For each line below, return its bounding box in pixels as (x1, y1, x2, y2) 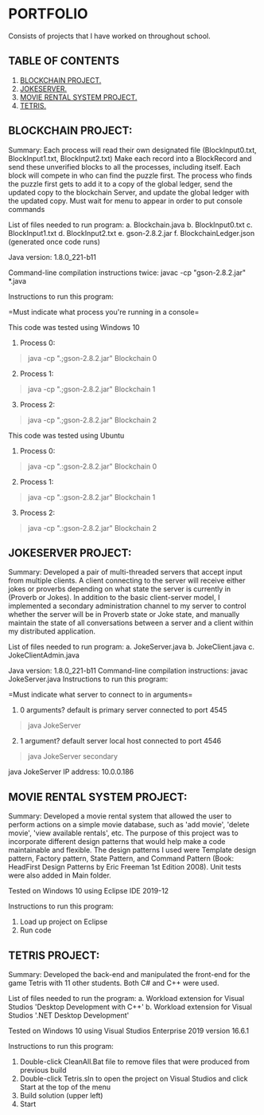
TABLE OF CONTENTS (8, 54, 119, 68)
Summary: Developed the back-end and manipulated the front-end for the (8, 970, 250, 979)
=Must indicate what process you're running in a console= (8, 307, 200, 316)
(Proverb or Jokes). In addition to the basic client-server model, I (8, 593, 220, 603)
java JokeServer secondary (27, 752, 118, 761)
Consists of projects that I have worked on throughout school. (8, 31, 211, 41)
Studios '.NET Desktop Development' (8, 1011, 130, 1020)
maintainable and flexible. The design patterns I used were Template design (8, 846, 257, 855)
